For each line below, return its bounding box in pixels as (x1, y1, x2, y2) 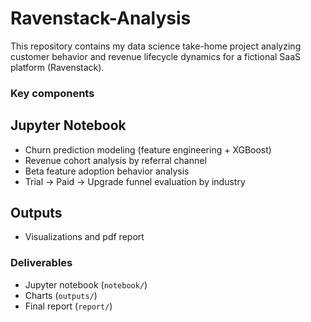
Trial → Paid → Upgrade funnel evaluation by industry (24, 175, 246, 187)
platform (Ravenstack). (10, 61, 105, 73)
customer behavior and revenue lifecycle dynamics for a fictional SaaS (10, 50, 302, 62)
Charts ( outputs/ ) (24, 289, 98, 301)
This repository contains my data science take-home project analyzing (10, 40, 302, 52)
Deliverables (10, 256, 73, 270)
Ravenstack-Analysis (10, 7, 192, 30)
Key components (10, 86, 95, 100)
